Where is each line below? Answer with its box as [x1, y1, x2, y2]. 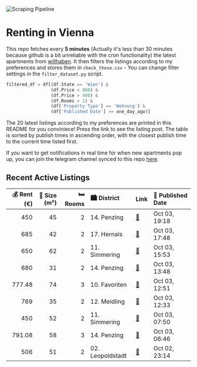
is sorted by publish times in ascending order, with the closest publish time [6, 132, 186, 139]
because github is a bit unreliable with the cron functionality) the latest [6, 52, 176, 59]
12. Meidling [90, 297, 125, 306]
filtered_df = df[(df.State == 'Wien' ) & [6, 81, 109, 87]
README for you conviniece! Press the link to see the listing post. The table [6, 126, 189, 133]
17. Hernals [90, 230, 123, 238]
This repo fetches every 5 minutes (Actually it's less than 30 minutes [6, 45, 173, 52]
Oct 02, [153, 344, 175, 352]
